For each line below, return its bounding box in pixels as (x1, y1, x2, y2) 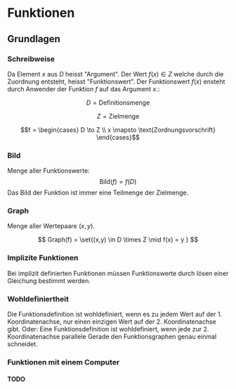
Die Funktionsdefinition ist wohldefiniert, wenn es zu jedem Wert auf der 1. (7, 310, 223, 319)
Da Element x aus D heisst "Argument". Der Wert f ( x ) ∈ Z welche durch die (7, 70, 224, 78)
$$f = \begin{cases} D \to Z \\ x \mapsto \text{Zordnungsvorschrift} (20, 125, 216, 134)
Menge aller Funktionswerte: (7, 166, 90, 175)
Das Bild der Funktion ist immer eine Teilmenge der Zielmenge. (7, 188, 189, 197)
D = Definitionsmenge (86, 98, 150, 107)
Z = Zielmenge (96, 112, 140, 120)
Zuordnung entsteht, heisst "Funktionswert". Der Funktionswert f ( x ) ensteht (7, 77, 225, 86)
